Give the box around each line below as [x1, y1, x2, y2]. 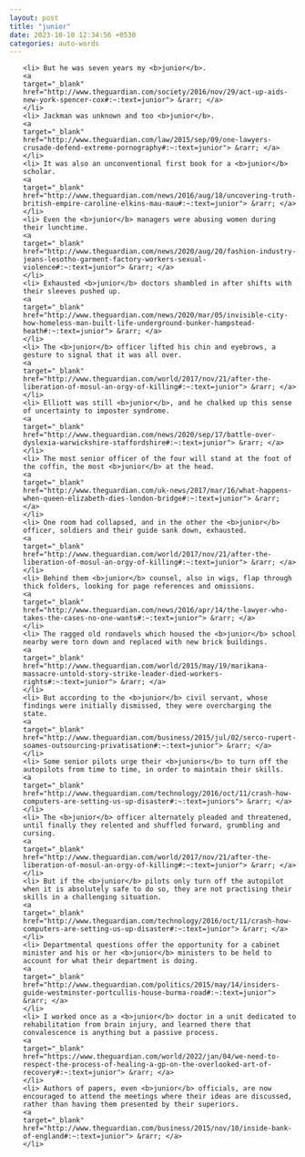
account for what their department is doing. [22, 957, 198, 966]
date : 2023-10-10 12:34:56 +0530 [9, 30, 137, 39]
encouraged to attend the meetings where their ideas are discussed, [22, 1092, 293, 1101]
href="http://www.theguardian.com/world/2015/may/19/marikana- [22, 661, 269, 671]
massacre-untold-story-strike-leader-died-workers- [22, 670, 223, 679]
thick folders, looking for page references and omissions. [22, 582, 256, 591]
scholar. [22, 168, 56, 177]
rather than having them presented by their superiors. [22, 1100, 239, 1110]
